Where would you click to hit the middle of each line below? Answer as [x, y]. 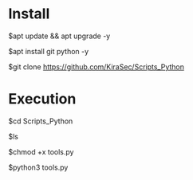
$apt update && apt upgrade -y [59, 36]
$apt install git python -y [49, 51]
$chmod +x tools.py [41, 151]
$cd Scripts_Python [41, 121]
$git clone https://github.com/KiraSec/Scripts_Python [96, 67]
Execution [42, 99]
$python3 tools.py [38, 167]
